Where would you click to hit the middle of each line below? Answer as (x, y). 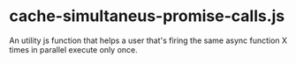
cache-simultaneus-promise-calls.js (147, 16)
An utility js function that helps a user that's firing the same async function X (148, 40)
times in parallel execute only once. (74, 49)
